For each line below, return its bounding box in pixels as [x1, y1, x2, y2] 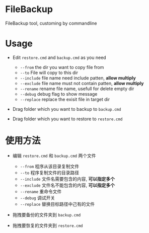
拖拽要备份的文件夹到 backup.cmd [12, 211, 81, 217]
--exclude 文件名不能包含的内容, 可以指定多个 [20, 182, 115, 188]
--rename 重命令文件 [20, 188, 62, 194]
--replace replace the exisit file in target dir [20, 96, 110, 102]
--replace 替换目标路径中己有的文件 [20, 201, 95, 207]
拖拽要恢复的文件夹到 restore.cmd [12, 222, 83, 228]
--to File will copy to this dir [20, 69, 78, 75]
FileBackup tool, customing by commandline [5, 20, 97, 26]
